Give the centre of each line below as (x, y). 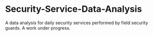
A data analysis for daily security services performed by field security (77, 23)
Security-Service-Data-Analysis (74, 9)
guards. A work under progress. (38, 28)
